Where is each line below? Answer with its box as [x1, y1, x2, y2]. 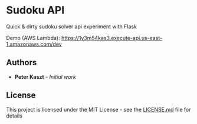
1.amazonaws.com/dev [6, 41, 62, 48]
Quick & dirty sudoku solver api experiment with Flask [6, 23, 137, 30]
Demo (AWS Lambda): [6, 34, 60, 41]
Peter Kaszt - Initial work [14, 73, 77, 80]
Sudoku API [6, 4, 65, 17]
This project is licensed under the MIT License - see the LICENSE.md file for [6, 106, 191, 113]
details [6, 112, 22, 119]
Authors [6, 58, 37, 68]
